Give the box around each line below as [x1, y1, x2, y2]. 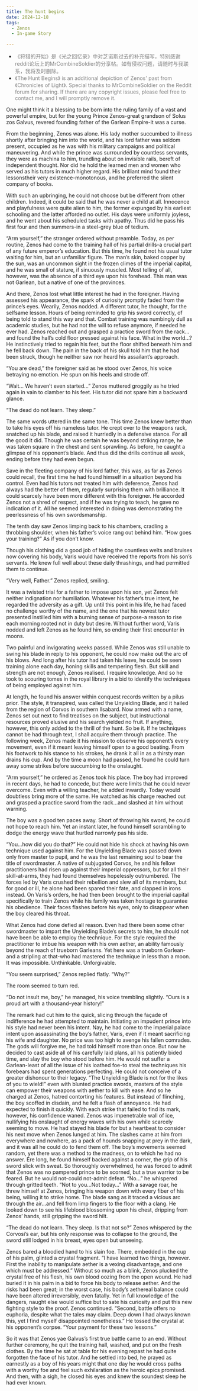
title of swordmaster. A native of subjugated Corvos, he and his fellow [6, 859, 176, 867]
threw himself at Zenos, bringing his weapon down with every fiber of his [6, 1187, 184, 1194]
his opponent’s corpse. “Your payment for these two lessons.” [6, 1324, 157, 1331]
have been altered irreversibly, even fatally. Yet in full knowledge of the [6, 1292, 179, 1299]
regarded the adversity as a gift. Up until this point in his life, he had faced [6, 601, 186, 608]
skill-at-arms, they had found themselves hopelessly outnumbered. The [6, 872, 181, 880]
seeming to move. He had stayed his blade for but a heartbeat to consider [6, 1125, 186, 1132]
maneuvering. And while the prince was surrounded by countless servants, [6, 149, 189, 156]
